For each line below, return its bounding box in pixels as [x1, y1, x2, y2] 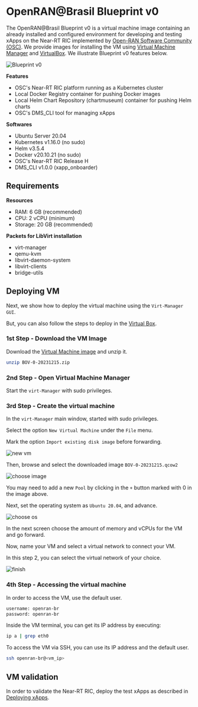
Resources [6, 196, 34, 203]
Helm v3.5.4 [14, 145, 44, 152]
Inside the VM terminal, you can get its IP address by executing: [6, 622, 161, 629]
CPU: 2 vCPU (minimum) [14, 214, 75, 221]
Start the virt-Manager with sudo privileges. [6, 387, 112, 394]
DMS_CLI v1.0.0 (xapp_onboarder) [14, 164, 98, 171]
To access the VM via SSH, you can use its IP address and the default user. [6, 644, 189, 651]
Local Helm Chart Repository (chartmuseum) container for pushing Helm [14, 97, 192, 104]
